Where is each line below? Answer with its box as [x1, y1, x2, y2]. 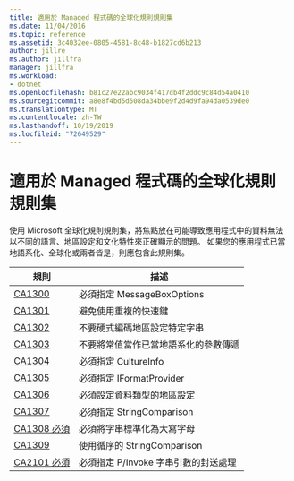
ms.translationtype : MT [9, 105, 98, 114]
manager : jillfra [9, 64, 74, 73]
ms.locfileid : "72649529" [9, 130, 105, 139]
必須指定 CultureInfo [79, 355, 164, 367]
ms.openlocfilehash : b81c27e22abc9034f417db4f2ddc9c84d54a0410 [9, 88, 250, 97]
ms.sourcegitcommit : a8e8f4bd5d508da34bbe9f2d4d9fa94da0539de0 [9, 96, 250, 106]
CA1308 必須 [13, 422, 71, 434]
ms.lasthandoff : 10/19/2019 [9, 122, 114, 131]
